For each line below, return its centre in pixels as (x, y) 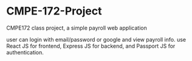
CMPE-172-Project (54, 11)
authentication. (25, 52)
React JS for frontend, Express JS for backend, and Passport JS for (91, 46)
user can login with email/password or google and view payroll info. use (96, 39)
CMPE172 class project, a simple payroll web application (77, 28)
